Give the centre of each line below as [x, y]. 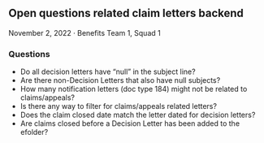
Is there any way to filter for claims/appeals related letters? [119, 106]
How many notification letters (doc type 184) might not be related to [134, 89]
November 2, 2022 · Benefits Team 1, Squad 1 [84, 32]
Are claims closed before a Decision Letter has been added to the [130, 123]
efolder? [34, 132]
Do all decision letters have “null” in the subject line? [108, 71]
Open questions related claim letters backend [126, 13]
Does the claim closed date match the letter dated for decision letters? [138, 115]
